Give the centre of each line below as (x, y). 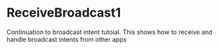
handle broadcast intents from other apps (67, 39)
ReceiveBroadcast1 (64, 13)
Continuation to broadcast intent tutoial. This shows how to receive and (109, 32)
